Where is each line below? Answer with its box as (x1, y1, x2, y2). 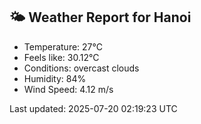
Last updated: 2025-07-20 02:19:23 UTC (9, 102, 178, 114)
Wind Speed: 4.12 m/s (23, 83, 114, 95)
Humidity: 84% (23, 72, 87, 84)
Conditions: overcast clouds (23, 62, 140, 74)
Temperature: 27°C (23, 40, 103, 53)
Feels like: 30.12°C (23, 51, 100, 63)
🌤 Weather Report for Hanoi (9, 9, 192, 26)
